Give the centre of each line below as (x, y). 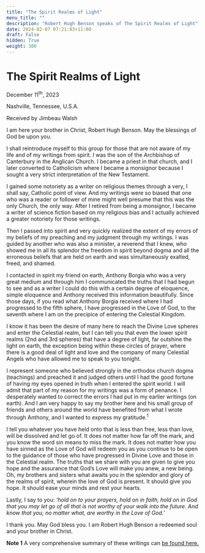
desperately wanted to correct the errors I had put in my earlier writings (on (102, 397)
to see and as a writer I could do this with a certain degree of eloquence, (98, 288)
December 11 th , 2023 (33, 94)
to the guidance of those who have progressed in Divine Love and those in (100, 456)
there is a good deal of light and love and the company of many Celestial (98, 353)
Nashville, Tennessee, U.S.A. (43, 106)
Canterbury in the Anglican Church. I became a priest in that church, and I (99, 162)
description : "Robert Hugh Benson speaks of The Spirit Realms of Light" (102, 23)
